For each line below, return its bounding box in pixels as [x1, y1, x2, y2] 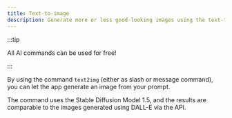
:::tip [7, 35, 20, 43]
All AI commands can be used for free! [7, 49, 117, 57]
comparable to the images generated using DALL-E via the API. [7, 103, 186, 111]
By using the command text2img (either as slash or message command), [7, 75, 213, 83]
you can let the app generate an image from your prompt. [7, 82, 171, 91]
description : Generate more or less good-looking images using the [7, 16, 206, 23]
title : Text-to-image [7, 10, 70, 17]
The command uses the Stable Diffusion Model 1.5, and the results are [7, 95, 207, 104]
